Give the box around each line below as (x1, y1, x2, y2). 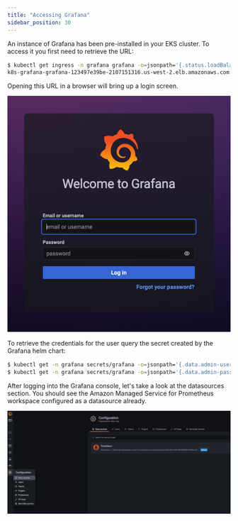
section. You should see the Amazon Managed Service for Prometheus (7, 389, 214, 397)
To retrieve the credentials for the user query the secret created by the (7, 339, 214, 348)
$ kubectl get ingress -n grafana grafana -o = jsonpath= (7, 61, 176, 69)
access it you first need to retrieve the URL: (7, 47, 134, 55)
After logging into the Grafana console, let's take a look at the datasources (7, 381, 225, 390)
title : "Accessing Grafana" (7, 11, 91, 18)
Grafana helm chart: (7, 346, 66, 355)
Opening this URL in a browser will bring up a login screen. (7, 82, 178, 90)
